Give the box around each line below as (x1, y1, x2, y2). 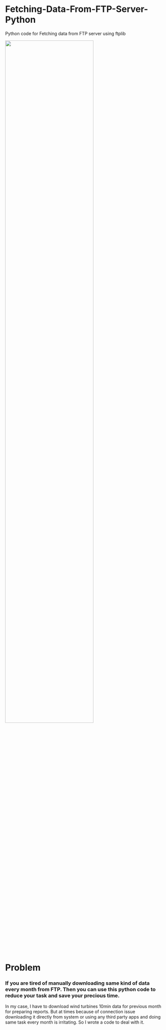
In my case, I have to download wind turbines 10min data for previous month (5, 1004, 162, 1010)
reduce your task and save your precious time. (5, 992, 120, 999)
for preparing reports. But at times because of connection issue (5, 1009, 136, 1015)
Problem (5, 962, 41, 973)
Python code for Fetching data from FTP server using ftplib (5, 30, 126, 36)
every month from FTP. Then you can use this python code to (5, 986, 156, 993)
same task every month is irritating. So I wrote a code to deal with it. (5, 1019, 145, 1026)
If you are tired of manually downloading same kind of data (5, 980, 150, 987)
